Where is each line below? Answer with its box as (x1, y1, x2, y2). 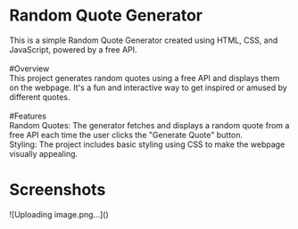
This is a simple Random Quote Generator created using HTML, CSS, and (9, 35, 278, 45)
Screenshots (9, 180, 106, 200)
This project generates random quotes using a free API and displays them (9, 72, 280, 83)
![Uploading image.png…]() (9, 209, 109, 219)
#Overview (9, 63, 50, 74)
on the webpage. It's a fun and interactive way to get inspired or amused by (9, 82, 287, 93)
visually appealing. (9, 148, 79, 159)
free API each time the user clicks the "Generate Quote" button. (9, 129, 244, 140)
